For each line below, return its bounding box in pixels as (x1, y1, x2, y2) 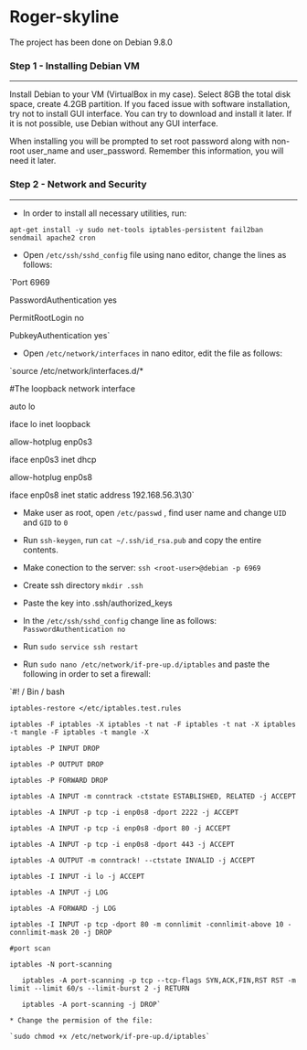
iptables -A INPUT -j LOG (9, 887, 108, 897)
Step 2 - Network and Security (9, 178, 148, 191)
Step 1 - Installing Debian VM (9, 59, 140, 72)
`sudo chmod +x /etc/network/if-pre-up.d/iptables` (9, 1032, 210, 1041)
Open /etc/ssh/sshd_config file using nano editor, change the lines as (22, 249, 287, 260)
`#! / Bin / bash (9, 686, 66, 697)
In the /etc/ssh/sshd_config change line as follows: (22, 615, 217, 626)
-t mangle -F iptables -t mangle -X (9, 727, 149, 737)
